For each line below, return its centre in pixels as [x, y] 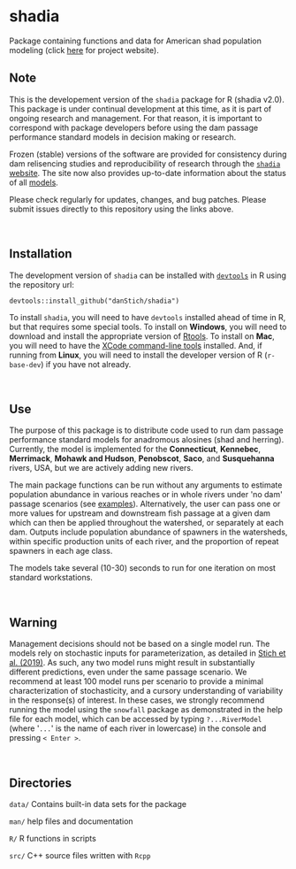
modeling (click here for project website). [84, 50]
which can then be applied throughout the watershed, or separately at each [147, 523]
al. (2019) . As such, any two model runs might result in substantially [132, 663]
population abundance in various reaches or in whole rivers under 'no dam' [146, 495]
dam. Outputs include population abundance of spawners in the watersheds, [148, 532]
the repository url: [42, 284]
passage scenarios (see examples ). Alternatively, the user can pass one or [145, 504]
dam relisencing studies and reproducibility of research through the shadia [145, 163]
